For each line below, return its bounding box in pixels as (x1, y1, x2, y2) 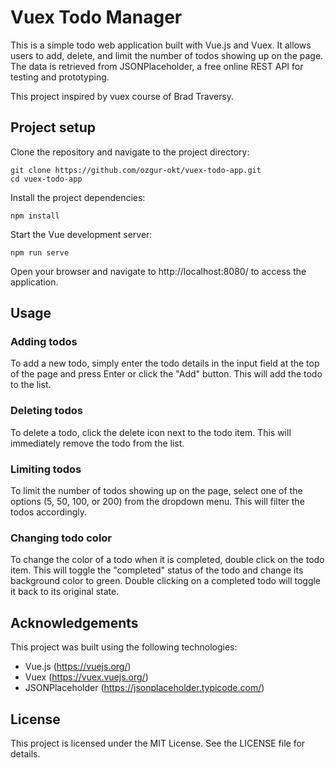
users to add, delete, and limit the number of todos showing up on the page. (10, 49, 324, 61)
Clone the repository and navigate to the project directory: (10, 146, 250, 158)
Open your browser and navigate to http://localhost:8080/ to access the (10, 265, 307, 277)
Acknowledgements (10, 614, 139, 631)
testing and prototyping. (10, 71, 110, 83)
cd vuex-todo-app (10, 174, 83, 184)
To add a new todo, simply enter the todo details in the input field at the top (10, 357, 320, 370)
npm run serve (10, 247, 70, 258)
